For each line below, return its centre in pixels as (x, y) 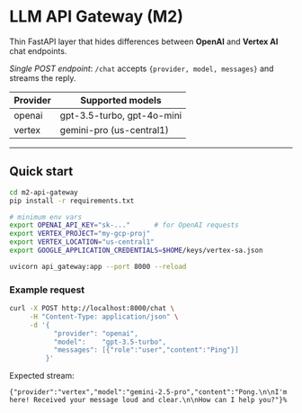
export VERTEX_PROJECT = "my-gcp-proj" (80, 234)
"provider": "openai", (96, 333)
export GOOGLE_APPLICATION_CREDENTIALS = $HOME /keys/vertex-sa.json (136, 250)
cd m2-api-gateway (44, 192)
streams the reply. (43, 77)
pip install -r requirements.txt (72, 201)
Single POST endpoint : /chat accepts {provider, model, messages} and (142, 68)
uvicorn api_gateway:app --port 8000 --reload (98, 266)
